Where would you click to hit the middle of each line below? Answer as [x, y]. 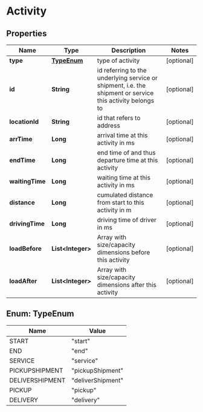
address [109, 125]
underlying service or [127, 78]
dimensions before [124, 252]
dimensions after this [127, 285]
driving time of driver [127, 220]
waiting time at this [124, 178]
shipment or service [125, 93]
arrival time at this [122, 135]
